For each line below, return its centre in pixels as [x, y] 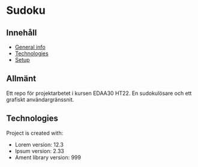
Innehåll [22, 33]
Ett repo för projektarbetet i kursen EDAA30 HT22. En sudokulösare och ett [99, 93]
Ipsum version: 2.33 [39, 151]
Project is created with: [35, 133]
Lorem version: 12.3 [39, 144]
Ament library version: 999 [48, 157]
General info [30, 47]
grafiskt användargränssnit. [40, 99]
